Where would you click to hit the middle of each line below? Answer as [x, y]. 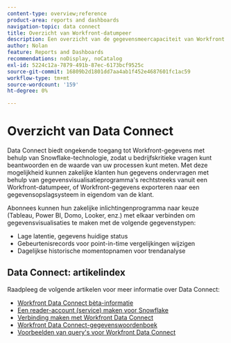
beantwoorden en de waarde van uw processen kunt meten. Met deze [108, 165]
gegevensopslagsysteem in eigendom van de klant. [81, 195]
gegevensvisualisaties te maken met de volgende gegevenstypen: [102, 223]
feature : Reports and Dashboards [55, 53]
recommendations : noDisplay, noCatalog [65, 59]
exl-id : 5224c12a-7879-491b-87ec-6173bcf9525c [76, 65]
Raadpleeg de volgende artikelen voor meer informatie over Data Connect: [113, 289]
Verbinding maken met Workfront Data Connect [85, 317]
